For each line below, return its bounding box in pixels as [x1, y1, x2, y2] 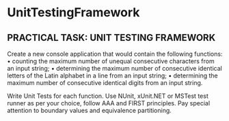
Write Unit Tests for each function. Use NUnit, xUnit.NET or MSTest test [7, 92, 208, 100]
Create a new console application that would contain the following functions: [7, 50, 223, 58]
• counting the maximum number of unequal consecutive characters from [7, 57, 215, 65]
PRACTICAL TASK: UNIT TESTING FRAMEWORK [7, 32, 216, 44]
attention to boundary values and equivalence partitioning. [7, 107, 172, 114]
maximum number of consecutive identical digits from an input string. [7, 79, 203, 86]
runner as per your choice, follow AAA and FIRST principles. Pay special [7, 99, 211, 107]
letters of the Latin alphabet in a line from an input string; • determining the [7, 71, 219, 80]
